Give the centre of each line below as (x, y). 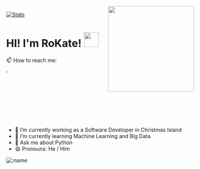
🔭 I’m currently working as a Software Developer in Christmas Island (98, 130)
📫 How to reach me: (32, 60)
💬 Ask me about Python (44, 143)
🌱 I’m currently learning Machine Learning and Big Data (82, 136)
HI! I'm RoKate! (44, 43)
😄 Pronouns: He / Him (42, 149)
